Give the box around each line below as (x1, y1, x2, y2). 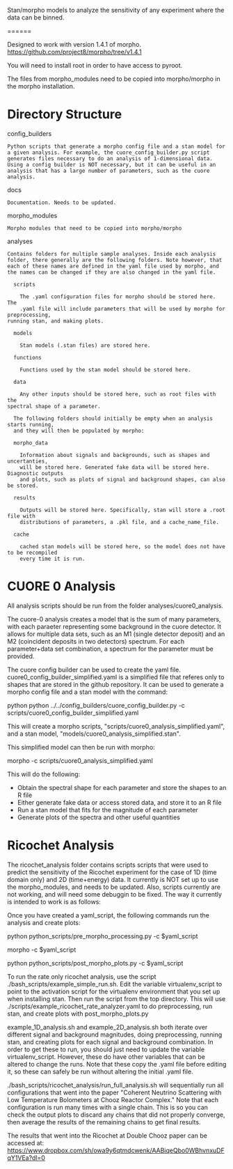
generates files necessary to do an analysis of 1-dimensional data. (7, 155, 214, 162)
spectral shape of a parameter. (7, 403, 101, 410)
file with (7, 512, 36, 520)
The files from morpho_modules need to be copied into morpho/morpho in (7, 75, 220, 83)
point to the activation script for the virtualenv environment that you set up (7, 987, 220, 996)
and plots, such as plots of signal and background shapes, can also (19, 476, 226, 483)
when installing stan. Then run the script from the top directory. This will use (7, 994, 226, 1002)
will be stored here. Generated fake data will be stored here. (19, 463, 210, 471)
